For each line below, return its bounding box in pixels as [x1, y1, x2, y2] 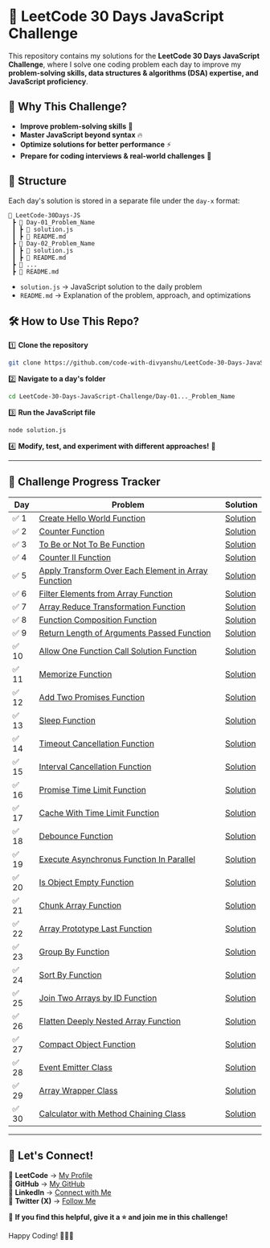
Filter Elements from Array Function [39, 587, 173, 599]
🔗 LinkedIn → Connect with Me [8, 1187, 112, 1197]
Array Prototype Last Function [39, 923, 153, 934]
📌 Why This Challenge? [8, 100, 127, 113]
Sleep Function [39, 715, 96, 726]
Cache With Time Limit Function [39, 807, 159, 818]
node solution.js [8, 426, 67, 435]
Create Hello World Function [39, 513, 146, 524]
